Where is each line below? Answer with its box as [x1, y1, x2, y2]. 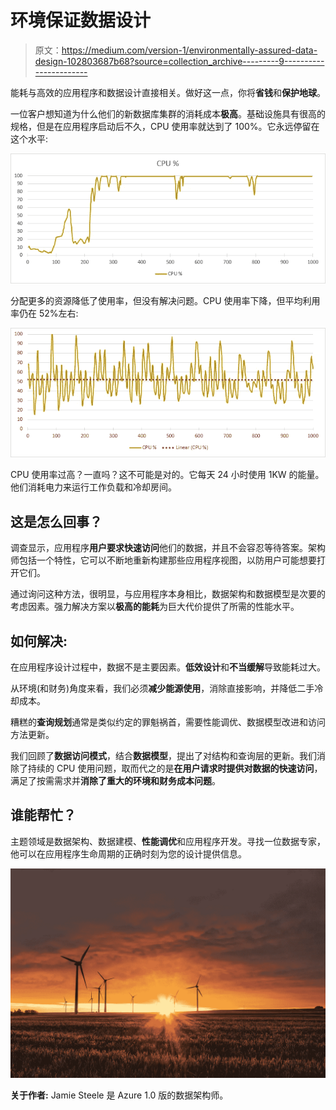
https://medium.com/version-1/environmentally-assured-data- [61, 44, 318, 56]
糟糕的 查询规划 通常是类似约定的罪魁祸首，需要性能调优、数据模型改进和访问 [10, 716, 326, 728]
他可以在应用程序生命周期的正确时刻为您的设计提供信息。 [10, 847, 247, 860]
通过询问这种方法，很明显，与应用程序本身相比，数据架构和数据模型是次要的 [10, 588, 326, 600]
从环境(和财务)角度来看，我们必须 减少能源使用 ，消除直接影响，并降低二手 [10, 682, 315, 694]
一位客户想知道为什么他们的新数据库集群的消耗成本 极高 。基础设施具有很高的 [10, 107, 326, 120]
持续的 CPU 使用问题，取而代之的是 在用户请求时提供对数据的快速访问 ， [27, 762, 323, 774]
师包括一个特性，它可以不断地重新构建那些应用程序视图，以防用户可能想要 [10, 554, 317, 566]
